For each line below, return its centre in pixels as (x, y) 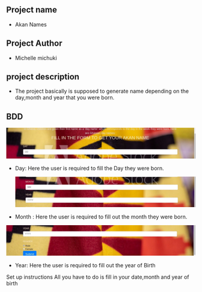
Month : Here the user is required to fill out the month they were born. (101, 217)
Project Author (34, 44)
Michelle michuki (36, 58)
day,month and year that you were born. (65, 98)
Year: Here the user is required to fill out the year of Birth (85, 265)
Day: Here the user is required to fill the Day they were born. (89, 168)
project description (43, 77)
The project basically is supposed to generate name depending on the (102, 91)
